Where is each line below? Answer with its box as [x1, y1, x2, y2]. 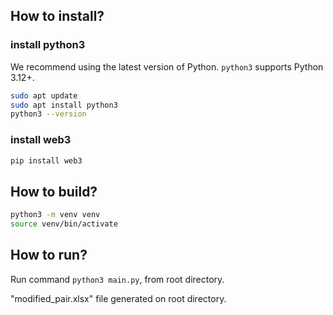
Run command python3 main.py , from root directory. [10, 273, 225, 285]
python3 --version [10, 109, 87, 119]
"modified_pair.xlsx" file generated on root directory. [10, 292, 227, 304]
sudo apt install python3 [10, 100, 118, 110]
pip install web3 [10, 155, 83, 166]
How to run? [10, 247, 88, 264]
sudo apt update [10, 90, 78, 101]
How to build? [10, 183, 98, 200]
